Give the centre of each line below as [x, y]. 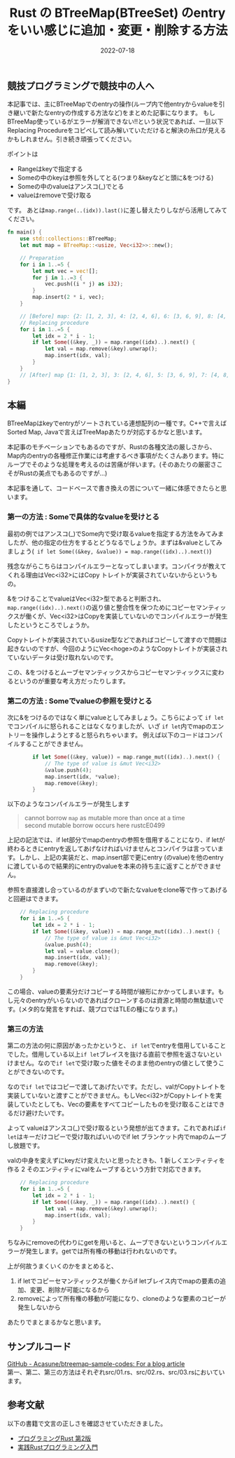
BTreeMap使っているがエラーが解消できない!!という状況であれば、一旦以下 [115, 121]
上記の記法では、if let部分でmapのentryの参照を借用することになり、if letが [116, 840]
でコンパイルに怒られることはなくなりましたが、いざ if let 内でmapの [109, 726]
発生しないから [39, 1307]
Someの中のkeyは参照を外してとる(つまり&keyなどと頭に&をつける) [115, 178]
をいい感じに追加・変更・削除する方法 [118, 31]
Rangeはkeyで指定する [50, 169]
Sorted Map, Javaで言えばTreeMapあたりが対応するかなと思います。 [107, 432]
